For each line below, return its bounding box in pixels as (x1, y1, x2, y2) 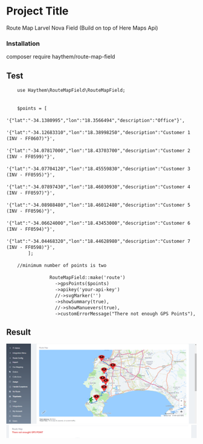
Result (6, 327, 31, 338)
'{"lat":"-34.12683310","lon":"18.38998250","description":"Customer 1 (6, 130, 190, 136)
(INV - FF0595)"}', (6, 172, 56, 178)
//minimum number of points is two (17, 263, 107, 269)
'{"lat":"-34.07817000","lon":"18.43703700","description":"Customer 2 (6, 148, 190, 154)
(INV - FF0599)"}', (6, 154, 56, 160)
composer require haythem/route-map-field (6, 53, 115, 60)
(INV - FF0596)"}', (6, 208, 56, 214)
